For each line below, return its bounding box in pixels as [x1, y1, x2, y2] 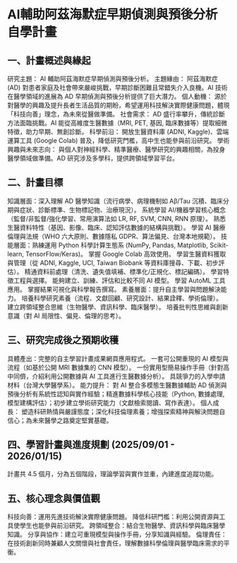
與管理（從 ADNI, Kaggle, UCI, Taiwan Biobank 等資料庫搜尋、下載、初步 [7, 259, 219, 267]
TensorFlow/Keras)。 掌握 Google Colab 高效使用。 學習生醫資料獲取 [25, 249, 226, 258]
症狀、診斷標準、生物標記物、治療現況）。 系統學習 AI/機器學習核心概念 [19, 206, 226, 214]
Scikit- [209, 241, 229, 249]
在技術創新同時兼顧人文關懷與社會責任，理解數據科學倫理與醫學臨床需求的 [7, 539, 224, 547]
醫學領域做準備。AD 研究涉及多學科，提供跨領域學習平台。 [7, 154, 178, 162]
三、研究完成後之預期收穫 [7, 334, 119, 346]
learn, [7, 249, 25, 258]
